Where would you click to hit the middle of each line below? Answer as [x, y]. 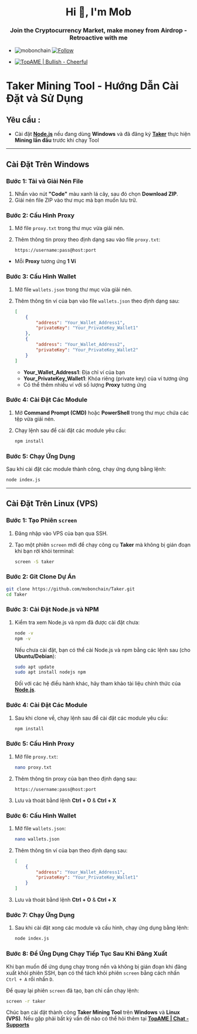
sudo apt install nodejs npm [50, 672]
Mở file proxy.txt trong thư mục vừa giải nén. [69, 228]
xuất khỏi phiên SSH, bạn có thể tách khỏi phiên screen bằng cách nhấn [93, 973]
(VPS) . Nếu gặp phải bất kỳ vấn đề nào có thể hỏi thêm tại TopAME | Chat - [98, 1019]
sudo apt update [34, 667]
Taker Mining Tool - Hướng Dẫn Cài [92, 86]
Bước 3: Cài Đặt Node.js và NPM [52, 610]
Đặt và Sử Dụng [45, 98]
